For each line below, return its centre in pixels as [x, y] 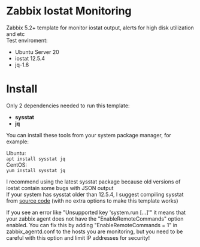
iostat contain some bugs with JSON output [60, 188]
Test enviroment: [27, 40]
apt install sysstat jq [36, 159]
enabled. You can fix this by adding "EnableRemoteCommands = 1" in [92, 225]
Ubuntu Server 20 [37, 52]
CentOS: [16, 165]
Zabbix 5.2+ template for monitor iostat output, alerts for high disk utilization [100, 28]
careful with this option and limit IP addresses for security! [78, 237]
